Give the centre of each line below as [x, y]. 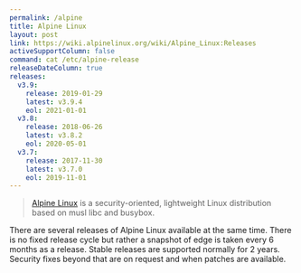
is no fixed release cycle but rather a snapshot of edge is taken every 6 [141, 240]
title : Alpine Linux [48, 26]
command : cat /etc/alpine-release [75, 60]
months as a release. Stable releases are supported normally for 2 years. [145, 249]
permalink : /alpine [46, 18]
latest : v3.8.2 [54, 136]
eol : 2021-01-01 [56, 110]
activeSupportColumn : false [62, 52]
